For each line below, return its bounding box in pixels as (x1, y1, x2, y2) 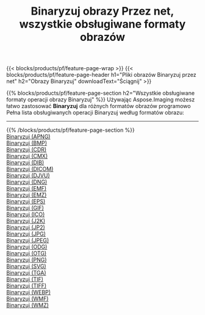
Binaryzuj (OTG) (6, 250, 47, 257)
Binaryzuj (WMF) (6, 295, 49, 303)
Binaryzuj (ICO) (6, 211, 45, 218)
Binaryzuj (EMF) (6, 185, 47, 192)
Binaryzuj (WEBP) (6, 289, 51, 296)
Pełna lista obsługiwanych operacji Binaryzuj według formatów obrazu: (6, 109, 184, 117)
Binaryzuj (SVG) (6, 262, 47, 270)
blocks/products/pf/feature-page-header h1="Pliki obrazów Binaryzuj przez (6, 71, 196, 79)
